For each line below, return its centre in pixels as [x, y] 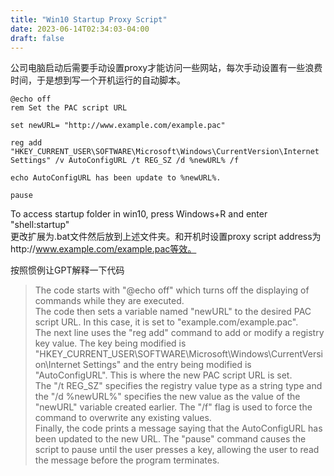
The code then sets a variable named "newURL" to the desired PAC [173, 312]
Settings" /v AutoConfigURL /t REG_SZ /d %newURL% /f [125, 161]
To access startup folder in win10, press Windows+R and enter [139, 214]
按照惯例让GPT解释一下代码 [67, 270]
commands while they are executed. [109, 301]
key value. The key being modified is [110, 343]
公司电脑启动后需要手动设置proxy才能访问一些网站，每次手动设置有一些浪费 [166, 68]
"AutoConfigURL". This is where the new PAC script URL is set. [163, 375]
